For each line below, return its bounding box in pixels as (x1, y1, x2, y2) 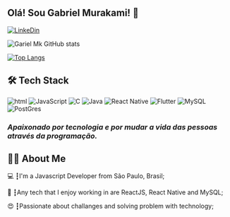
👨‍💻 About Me (7, 153, 66, 165)
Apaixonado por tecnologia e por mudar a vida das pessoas (7, 122, 218, 131)
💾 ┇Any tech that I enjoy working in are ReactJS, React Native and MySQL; (7, 188, 224, 197)
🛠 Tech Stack (7, 75, 69, 87)
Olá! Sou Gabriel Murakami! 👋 (7, 7, 139, 19)
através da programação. (7, 131, 97, 141)
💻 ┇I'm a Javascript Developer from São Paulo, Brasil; (7, 172, 165, 180)
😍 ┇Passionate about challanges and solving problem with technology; (7, 202, 214, 211)
